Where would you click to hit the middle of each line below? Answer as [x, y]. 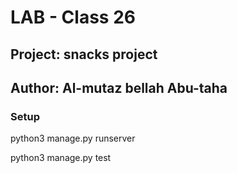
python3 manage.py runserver [73, 138]
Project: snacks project [84, 54]
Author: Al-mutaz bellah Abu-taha [119, 87]
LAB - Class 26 [73, 17]
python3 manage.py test [61, 158]
